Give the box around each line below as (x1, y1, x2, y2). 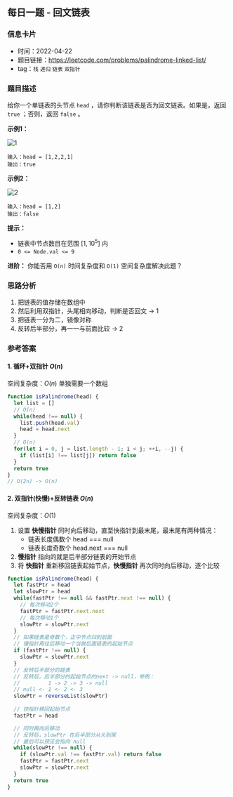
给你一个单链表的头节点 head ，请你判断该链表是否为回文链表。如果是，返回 (7, 100, 227, 109)
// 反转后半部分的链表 (13, 666, 70, 673)
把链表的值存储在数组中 (17, 298, 86, 306)
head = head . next (20, 426, 71, 433)
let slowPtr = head (13, 588, 71, 595)
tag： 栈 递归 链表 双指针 (17, 64, 81, 72)
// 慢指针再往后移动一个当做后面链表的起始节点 (13, 640, 133, 647)
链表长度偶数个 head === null (27, 534, 114, 543)
